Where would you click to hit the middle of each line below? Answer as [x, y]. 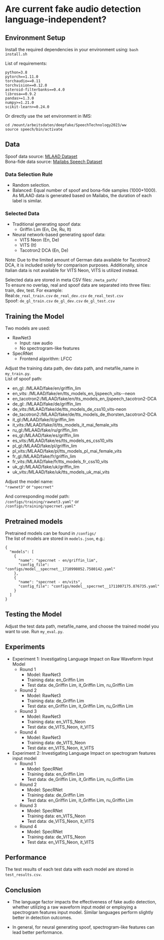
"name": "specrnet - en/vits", [50, 582]
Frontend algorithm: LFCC [46, 359]
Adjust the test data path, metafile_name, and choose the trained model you [82, 626]
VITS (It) [28, 245]
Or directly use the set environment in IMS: [49, 116]
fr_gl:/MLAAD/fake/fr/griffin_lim [44, 456]
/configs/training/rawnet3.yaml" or [42, 502]
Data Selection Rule [29, 174]
